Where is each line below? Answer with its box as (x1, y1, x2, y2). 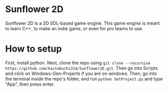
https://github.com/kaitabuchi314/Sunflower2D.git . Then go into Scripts (5, 65, 158, 71)
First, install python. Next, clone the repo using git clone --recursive (5, 59, 151, 66)
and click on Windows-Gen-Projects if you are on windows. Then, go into (5, 70, 157, 76)
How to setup (5, 43, 62, 55)
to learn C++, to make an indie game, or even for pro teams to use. (5, 25, 143, 31)
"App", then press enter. (5, 81, 55, 87)
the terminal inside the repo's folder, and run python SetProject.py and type (5, 75, 163, 81)
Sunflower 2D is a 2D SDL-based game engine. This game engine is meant (5, 20, 160, 26)
